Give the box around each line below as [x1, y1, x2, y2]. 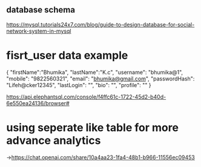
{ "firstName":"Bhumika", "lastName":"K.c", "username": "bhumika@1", [6, 68, 183, 76]
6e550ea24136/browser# [6, 99, 70, 106]
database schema [6, 5, 76, 15]
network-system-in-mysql [6, 27, 71, 34]
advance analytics [6, 133, 101, 147]
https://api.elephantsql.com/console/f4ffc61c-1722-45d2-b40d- [6, 93, 166, 100]
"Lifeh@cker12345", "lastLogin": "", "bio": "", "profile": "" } [6, 81, 151, 88]
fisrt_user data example [6, 48, 128, 62]
